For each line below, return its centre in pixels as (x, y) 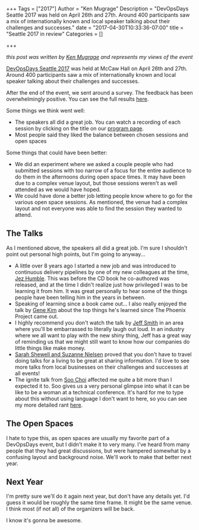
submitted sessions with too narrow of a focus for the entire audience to (103, 170)
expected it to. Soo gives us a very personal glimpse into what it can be (102, 386)
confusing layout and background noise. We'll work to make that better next (99, 457)
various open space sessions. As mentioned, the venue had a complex (101, 202)
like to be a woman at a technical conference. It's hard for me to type (99, 392)
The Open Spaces (40, 424)
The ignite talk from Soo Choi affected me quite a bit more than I (93, 379)
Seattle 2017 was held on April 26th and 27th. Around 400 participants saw (98, 15)
